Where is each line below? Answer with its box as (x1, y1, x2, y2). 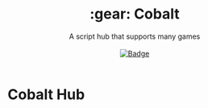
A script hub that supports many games (69, 31, 201, 41)
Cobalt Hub (7, 85, 85, 104)
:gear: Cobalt (89, 5, 180, 23)
